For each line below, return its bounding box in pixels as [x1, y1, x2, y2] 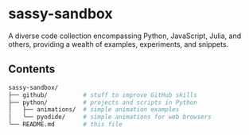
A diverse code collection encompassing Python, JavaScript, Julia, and [8, 31, 241, 40]
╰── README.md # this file [8, 121, 123, 129]
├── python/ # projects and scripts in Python [8, 98, 197, 106]
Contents [8, 63, 56, 76]
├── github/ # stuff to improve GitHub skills [8, 91, 197, 99]
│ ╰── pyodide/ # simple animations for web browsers [8, 113, 212, 121]
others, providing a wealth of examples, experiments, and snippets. [8, 39, 229, 48]
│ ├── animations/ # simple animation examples [8, 106, 180, 114]
